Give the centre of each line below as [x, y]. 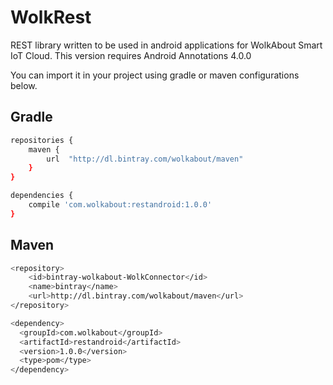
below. [24, 85]
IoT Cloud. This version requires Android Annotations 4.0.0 [131, 55]
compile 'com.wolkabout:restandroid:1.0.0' [120, 205]
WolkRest [51, 17]
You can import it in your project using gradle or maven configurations [155, 75]
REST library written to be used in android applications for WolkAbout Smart [166, 45]
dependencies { [42, 196]
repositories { [42, 140]
